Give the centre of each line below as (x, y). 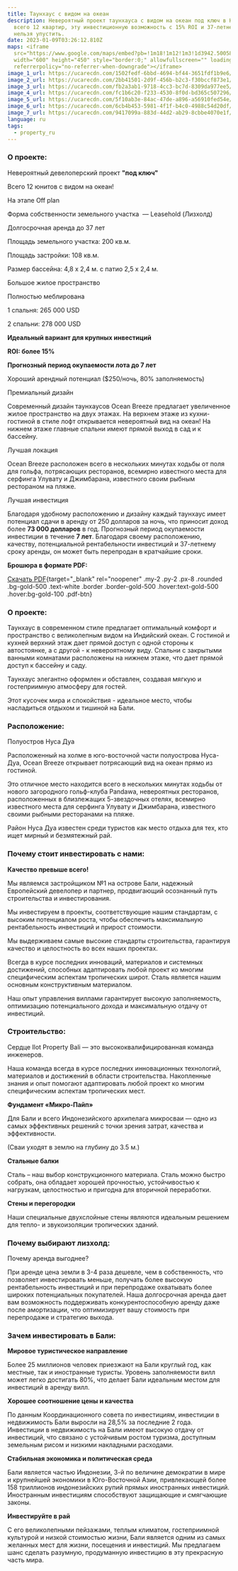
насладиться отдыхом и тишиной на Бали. (72, 708)
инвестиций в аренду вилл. (49, 1387)
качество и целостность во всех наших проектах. (83, 948)
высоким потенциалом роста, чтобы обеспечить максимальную (105, 919)
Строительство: (36, 1032)
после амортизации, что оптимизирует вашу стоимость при (98, 1310)
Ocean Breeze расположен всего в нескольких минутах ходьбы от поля (116, 463)
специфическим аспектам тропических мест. (76, 1091)
